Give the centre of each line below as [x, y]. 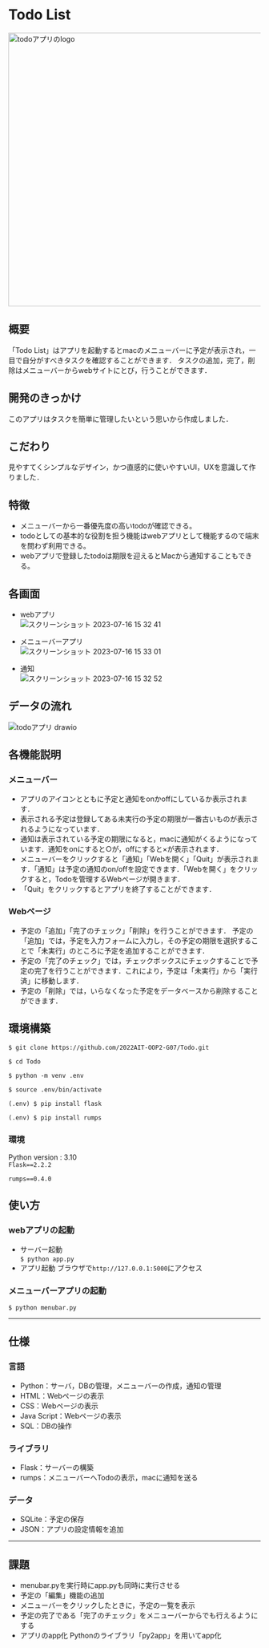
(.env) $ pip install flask [55, 1103]
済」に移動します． [52, 981]
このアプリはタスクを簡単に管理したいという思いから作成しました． [120, 419]
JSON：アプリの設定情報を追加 [72, 1529]
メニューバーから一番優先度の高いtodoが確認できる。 [108, 526]
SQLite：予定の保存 [52, 1519]
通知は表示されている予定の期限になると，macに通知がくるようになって [139, 839]
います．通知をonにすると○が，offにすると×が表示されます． [122, 848]
